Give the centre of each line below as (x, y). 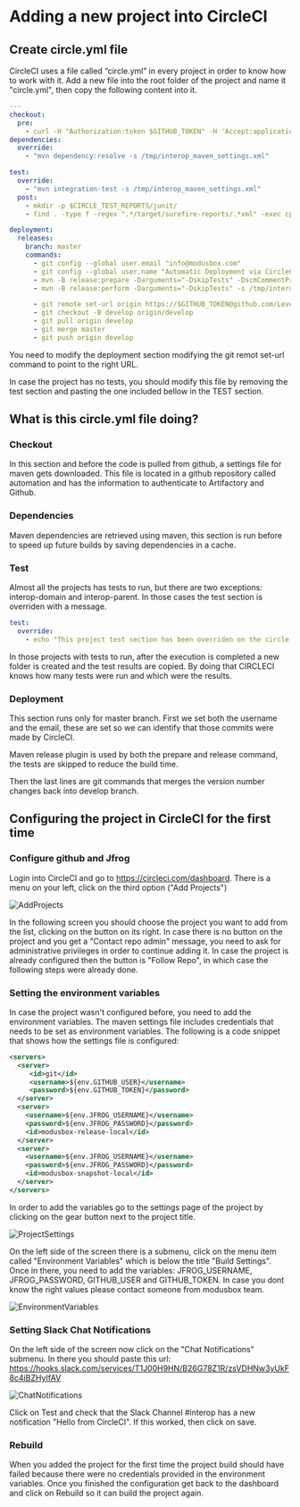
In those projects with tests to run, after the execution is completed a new (144, 656)
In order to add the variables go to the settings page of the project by (136, 1207)
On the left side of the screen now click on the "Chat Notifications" (132, 1350)
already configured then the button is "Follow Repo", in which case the (139, 960)
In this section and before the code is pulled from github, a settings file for (146, 464)
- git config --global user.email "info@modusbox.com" (137, 263)
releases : (35, 239)
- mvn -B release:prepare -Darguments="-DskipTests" (133, 280)
